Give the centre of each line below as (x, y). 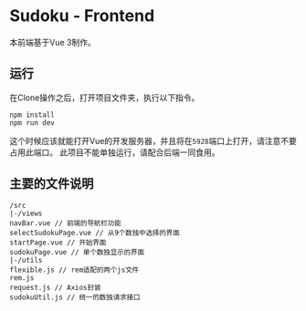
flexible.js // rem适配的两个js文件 (74, 270)
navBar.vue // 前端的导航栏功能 (65, 223)
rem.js (22, 278)
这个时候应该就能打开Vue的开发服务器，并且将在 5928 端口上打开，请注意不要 (153, 140)
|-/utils (26, 260)
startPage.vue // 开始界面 (58, 243)
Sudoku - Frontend (82, 16)
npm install (32, 115)
